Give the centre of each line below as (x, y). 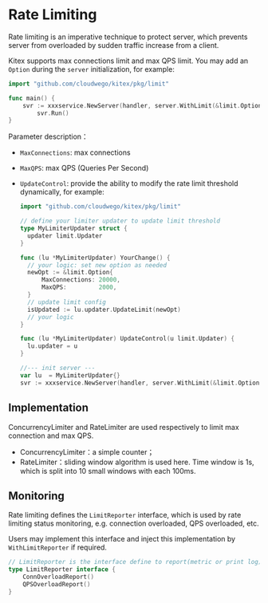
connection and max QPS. (51, 436)
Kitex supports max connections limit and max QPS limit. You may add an (128, 61)
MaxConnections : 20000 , (81, 280)
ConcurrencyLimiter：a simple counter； (87, 451)
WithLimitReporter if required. (58, 547)
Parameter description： (49, 136)
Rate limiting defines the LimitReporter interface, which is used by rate (125, 515)
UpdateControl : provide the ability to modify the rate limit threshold (129, 183)
